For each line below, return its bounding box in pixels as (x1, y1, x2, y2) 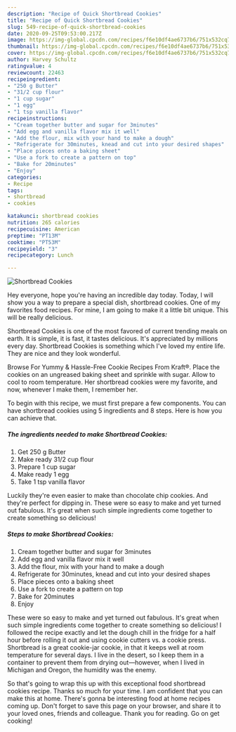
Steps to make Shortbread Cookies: (7, 529, 114, 538)
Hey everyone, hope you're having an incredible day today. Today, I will (7, 291, 214, 300)
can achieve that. (7, 414, 58, 423)
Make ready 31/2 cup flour (17, 455, 94, 464)
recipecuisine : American (7, 226, 80, 233)
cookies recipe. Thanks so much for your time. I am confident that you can (7, 687, 223, 695)
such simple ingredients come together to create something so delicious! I (7, 621, 222, 629)
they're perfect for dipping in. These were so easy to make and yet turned (7, 499, 221, 507)
